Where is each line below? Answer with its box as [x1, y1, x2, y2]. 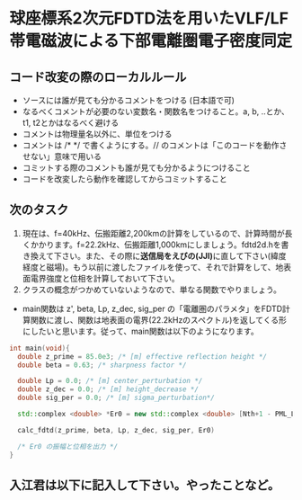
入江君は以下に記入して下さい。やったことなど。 [9, 478, 280, 493]
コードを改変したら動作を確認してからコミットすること [22, 174, 227, 184]
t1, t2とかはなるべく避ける [22, 118, 120, 128]
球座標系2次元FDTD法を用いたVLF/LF [9, 8, 289, 29]
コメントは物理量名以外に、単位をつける [22, 129, 173, 139]
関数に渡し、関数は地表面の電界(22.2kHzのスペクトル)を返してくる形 [30, 314, 288, 325]
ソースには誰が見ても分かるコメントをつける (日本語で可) [22, 95, 235, 105]
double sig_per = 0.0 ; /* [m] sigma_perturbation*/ [17, 393, 216, 403]
